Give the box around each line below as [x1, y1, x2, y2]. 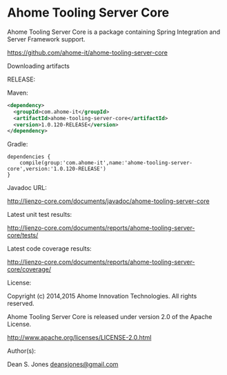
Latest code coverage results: [7, 244, 92, 253]
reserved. [7, 299, 34, 308]
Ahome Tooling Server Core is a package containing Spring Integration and [7, 28, 221, 36]
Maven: [7, 88, 29, 97]
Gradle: [7, 140, 28, 148]
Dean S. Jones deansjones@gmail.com [7, 360, 119, 369]
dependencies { [7, 153, 51, 160]
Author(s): [7, 347, 37, 355]
